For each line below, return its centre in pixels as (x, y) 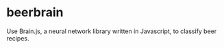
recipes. (18, 38)
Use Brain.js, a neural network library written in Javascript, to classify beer (112, 31)
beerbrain (35, 13)
